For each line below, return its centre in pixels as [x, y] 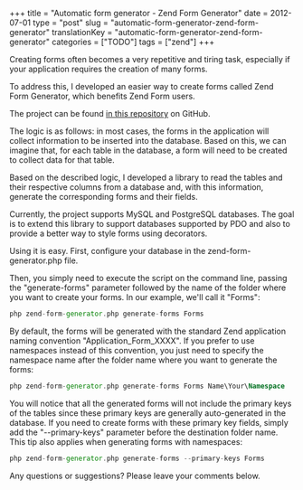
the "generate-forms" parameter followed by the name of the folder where [148, 287]
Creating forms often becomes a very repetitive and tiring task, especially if [150, 59]
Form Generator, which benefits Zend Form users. [103, 96]
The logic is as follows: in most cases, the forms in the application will [139, 131]
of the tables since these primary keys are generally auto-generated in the [148, 413]
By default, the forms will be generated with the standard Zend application [148, 331]
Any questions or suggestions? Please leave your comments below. [135, 476]
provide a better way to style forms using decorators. [109, 233]
